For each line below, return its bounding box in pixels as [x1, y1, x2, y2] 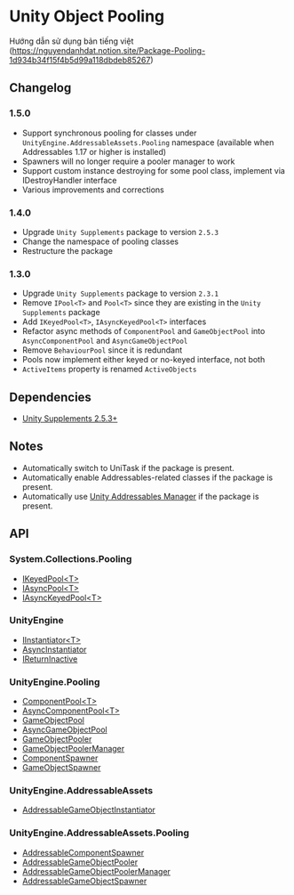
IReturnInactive [21, 653, 78, 664]
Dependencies [9, 389, 91, 404]
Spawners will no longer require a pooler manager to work [21, 156, 235, 167]
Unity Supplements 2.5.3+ [21, 413, 118, 424]
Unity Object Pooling [9, 6, 165, 27]
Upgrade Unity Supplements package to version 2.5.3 [21, 226, 219, 237]
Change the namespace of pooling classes [21, 236, 179, 247]
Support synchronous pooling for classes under [21, 127, 197, 138]
